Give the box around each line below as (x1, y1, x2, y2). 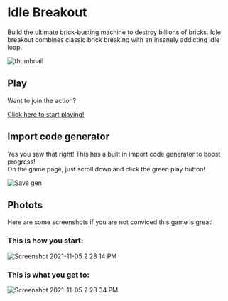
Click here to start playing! (7, 110, 85, 118)
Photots (7, 199, 43, 211)
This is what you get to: (7, 270, 90, 280)
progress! (7, 157, 36, 166)
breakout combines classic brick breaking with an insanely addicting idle (7, 35, 220, 43)
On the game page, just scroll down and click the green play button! (7, 164, 206, 173)
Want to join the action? (7, 96, 77, 105)
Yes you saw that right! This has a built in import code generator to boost (7, 149, 221, 158)
